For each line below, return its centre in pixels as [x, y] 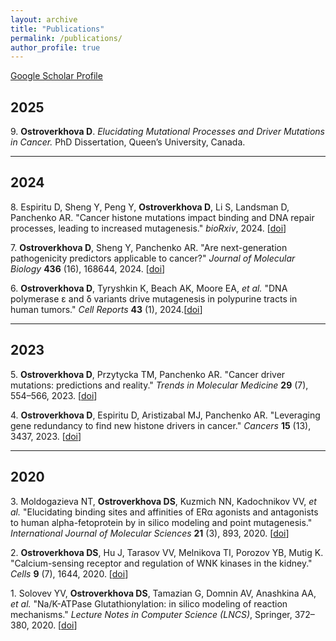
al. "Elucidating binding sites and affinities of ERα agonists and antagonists [164, 512]
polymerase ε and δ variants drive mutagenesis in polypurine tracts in [154, 298]
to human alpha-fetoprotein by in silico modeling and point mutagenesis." [161, 522]
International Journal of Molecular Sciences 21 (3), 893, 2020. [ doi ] [150, 533]
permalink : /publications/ [66, 38]
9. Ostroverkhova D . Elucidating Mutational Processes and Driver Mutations [167, 132]
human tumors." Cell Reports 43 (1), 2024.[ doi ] [106, 309]
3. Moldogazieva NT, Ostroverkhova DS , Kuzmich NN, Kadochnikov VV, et [163, 501]
